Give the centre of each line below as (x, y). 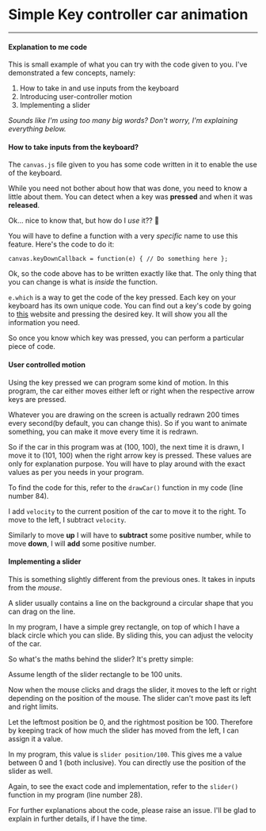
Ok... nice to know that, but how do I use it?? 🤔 (84, 220)
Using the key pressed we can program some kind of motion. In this (119, 382)
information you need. (44, 323)
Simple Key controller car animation (128, 15)
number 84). (28, 496)
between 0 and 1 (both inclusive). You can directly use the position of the (127, 762)
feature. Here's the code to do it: (61, 244)
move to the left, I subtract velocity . (67, 519)
